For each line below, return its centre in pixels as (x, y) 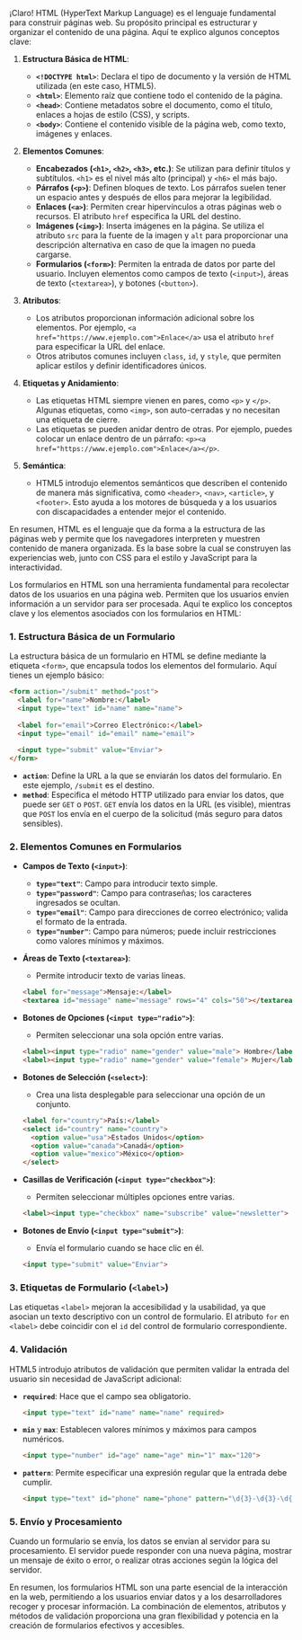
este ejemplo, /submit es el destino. (89, 785)
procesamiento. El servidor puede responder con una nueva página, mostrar (151, 1551)
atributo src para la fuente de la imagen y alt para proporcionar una (162, 235)
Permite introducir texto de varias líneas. (111, 976)
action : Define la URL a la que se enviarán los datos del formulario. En (152, 776)
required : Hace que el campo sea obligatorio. (107, 1396)
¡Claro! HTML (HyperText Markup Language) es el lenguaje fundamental (143, 13)
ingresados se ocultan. (78, 903)
